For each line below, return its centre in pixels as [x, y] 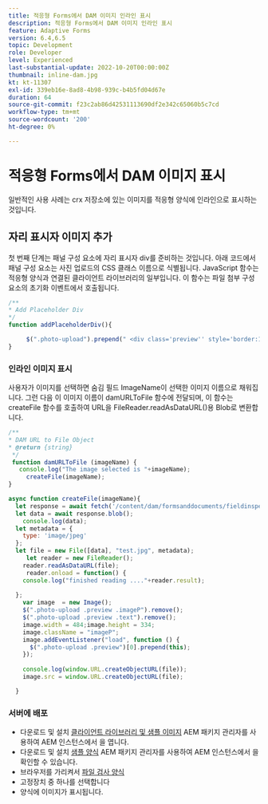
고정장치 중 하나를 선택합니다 [65, 782]
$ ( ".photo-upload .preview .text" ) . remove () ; [100, 618]
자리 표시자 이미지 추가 [61, 237]
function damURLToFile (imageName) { [74, 462]
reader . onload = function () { [76, 573]
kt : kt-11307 [30, 82]
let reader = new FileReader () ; [80, 558]
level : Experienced [41, 61]
